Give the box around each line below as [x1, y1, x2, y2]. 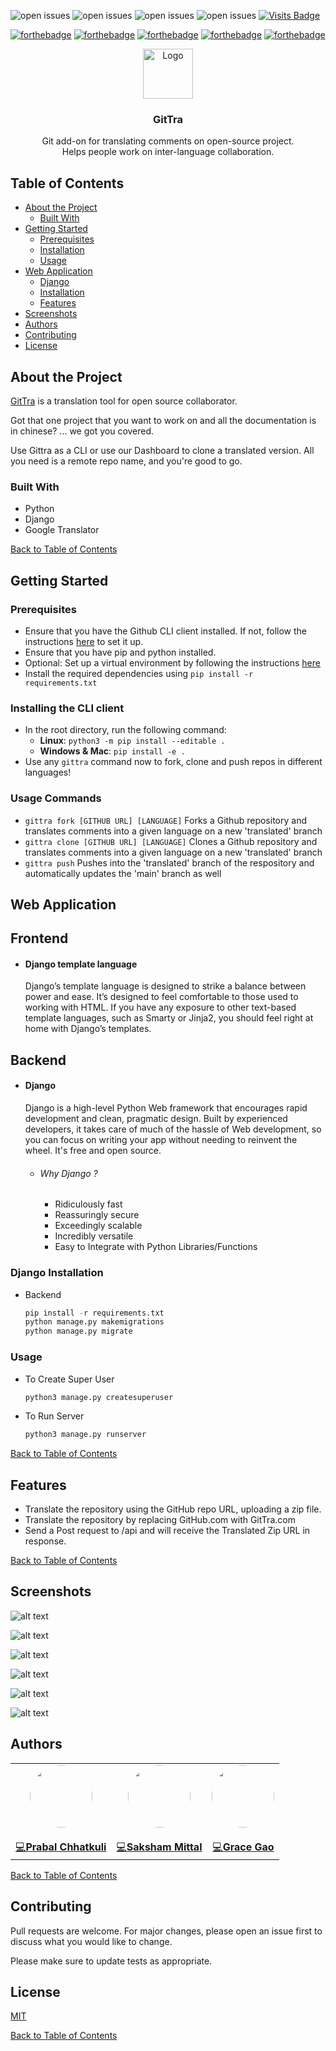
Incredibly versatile [54, 1230, 134, 1242]
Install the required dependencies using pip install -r [24, 667, 254, 679]
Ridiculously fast [54, 1198, 123, 1210]
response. [24, 1535, 67, 1547]
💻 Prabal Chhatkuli [15, 1840, 107, 1854]
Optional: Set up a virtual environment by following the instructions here [24, 656, 321, 669]
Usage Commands [10, 791, 102, 805]
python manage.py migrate [24, 1326, 133, 1337]
